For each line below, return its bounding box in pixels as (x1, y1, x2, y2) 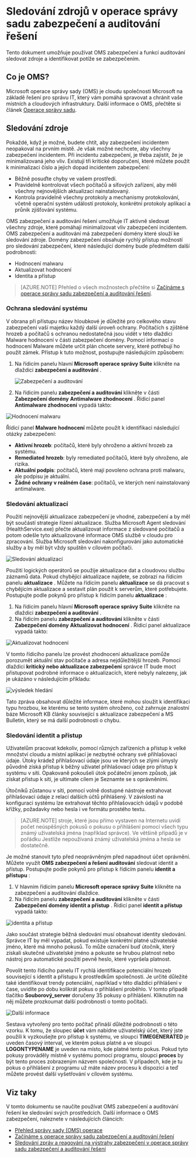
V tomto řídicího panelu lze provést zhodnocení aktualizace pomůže (6, 651, 170, 658)
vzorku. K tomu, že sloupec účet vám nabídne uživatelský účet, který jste (6, 1027, 183, 1034)
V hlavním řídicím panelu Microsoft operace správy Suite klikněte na (14, 883, 181, 891)
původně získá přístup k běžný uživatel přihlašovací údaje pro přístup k (6, 763, 178, 771)
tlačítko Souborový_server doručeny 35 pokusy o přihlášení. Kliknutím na (6, 992, 184, 999)
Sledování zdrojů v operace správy (6, 5, 178, 18)
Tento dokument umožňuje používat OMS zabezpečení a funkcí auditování (6, 49, 185, 56)
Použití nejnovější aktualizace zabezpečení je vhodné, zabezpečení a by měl (6, 513, 190, 520)
